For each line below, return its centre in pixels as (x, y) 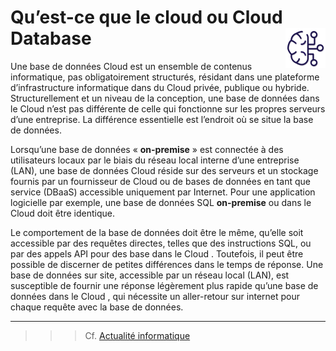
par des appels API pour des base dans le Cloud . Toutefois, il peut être (157, 253)
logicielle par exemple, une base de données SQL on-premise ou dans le (161, 202)
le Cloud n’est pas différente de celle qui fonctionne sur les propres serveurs (168, 108)
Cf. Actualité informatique (137, 335)
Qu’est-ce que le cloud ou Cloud (146, 17)
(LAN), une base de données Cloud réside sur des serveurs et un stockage (164, 170)
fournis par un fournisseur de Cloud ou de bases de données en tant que (160, 181)
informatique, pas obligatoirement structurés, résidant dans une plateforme (165, 77)
